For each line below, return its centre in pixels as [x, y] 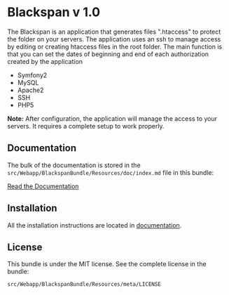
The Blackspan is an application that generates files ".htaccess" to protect [114, 32]
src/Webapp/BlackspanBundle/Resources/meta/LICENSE [84, 284]
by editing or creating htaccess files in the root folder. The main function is [115, 46]
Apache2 [30, 90]
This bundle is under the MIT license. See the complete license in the [107, 264]
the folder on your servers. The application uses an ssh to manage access [114, 39]
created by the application [45, 61]
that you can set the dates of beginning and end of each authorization [108, 54]
